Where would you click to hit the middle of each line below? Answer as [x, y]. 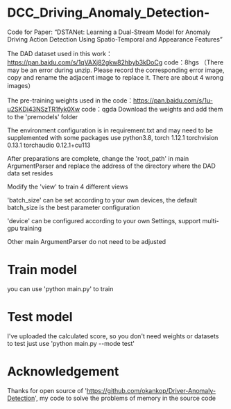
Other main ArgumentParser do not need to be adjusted [87, 241]
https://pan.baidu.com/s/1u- [173, 100]
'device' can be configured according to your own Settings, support [104, 220]
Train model [42, 270]
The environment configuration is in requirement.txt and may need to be [110, 130]
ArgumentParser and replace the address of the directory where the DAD [112, 166]
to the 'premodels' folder [43, 116]
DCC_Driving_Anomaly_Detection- [109, 13]
